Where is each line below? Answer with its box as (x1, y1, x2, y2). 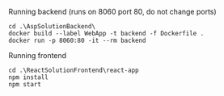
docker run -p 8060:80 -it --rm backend (8, 36, 147, 44)
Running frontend (8, 51, 67, 60)
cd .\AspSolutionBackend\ (8, 23, 95, 31)
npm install (8, 73, 49, 81)
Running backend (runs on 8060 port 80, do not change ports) (8, 7, 217, 16)
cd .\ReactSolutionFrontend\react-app (8, 66, 139, 74)
